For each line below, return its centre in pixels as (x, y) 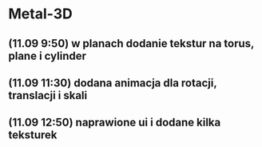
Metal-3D (41, 14)
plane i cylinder (47, 56)
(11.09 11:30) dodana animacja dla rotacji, (113, 83)
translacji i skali (48, 95)
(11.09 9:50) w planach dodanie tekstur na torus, (131, 44)
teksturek (33, 135)
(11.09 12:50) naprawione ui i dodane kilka (115, 123)
